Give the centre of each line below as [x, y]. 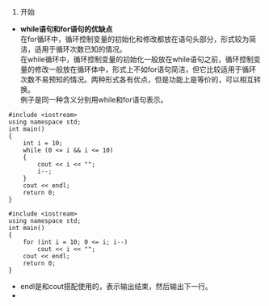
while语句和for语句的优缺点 [66, 29]
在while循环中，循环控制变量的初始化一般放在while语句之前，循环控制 [137, 59]
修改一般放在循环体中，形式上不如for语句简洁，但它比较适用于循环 [145, 69]
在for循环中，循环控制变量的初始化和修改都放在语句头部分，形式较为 [134, 39]
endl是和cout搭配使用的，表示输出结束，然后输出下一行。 [116, 286]
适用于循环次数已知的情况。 [80, 49]
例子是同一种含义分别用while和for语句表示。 [94, 100]
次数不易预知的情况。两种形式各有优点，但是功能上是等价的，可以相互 [137, 80]
